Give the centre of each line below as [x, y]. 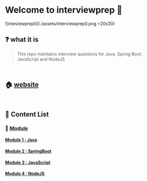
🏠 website [22, 85]
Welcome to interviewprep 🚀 [64, 10]
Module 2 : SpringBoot [28, 151]
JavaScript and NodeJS [41, 59]
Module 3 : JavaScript [28, 162]
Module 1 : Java [21, 140]
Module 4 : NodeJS [25, 174]
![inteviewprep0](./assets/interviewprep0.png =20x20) [60, 24]
